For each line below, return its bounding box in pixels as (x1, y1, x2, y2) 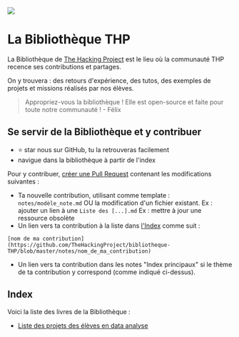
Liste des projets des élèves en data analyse (17, 321, 148, 330)
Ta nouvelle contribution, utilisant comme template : (17, 191, 171, 199)
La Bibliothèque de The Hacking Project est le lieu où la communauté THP (7, 54, 225, 64)
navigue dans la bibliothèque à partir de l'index (17, 156, 156, 164)
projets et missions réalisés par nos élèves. (7, 84, 134, 92)
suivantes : (7, 177, 39, 186)
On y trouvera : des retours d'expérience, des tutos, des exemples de (7, 76, 211, 85)
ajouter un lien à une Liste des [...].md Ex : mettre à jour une (17, 206, 202, 214)
